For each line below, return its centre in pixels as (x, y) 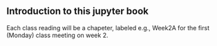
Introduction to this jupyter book (78, 11)
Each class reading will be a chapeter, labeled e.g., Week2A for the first (108, 27)
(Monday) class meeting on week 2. (57, 35)
